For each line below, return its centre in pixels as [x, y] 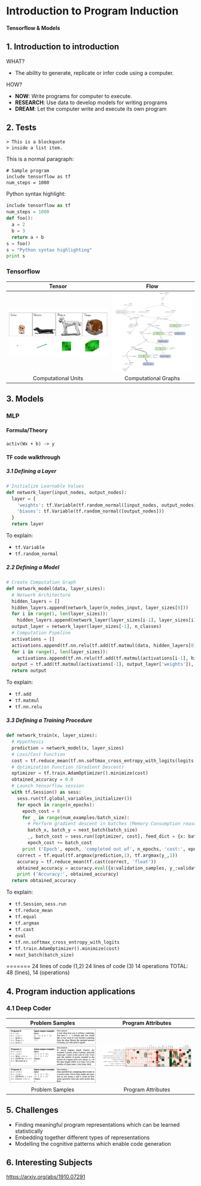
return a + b [28, 237]
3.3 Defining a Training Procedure [49, 720]
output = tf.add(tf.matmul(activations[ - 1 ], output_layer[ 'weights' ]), [103, 665]
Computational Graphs [153, 378]
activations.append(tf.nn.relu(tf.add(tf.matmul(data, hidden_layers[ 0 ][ [105, 645]
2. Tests [22, 127]
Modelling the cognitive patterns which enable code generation [93, 1143]
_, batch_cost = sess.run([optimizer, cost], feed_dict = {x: [107, 836]
